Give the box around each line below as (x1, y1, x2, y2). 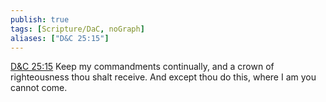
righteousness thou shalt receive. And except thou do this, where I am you (10, 71, 317, 83)
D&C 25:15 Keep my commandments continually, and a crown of (10, 61, 275, 73)
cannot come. (10, 82, 68, 94)
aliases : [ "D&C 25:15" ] (10, 33, 110, 43)
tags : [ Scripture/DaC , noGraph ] (10, 24, 145, 34)
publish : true (10, 14, 70, 25)
